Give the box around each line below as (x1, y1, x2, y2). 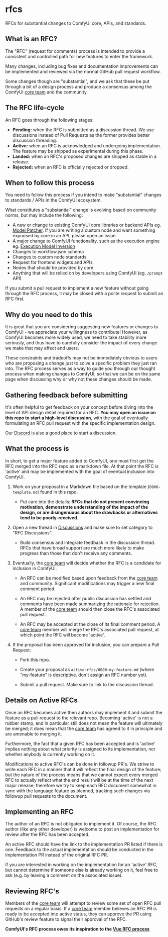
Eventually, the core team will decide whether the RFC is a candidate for (12, 559, 161, 566)
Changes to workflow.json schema (12, 249, 84, 255)
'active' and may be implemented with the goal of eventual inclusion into (5, 468, 154, 475)
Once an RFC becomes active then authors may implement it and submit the (5, 709, 162, 715)
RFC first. (5, 296, 25, 302)
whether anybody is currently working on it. (5, 751, 95, 757)
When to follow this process (5, 178, 95, 187)
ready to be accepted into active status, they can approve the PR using (5, 911, 152, 917)
